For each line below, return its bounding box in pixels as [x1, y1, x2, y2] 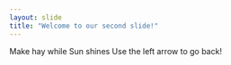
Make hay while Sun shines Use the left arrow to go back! [9, 45, 223, 56]
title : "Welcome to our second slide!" [9, 21, 159, 30]
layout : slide [9, 12, 63, 22]
